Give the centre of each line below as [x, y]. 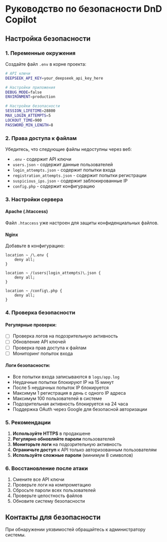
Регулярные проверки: [31, 325]
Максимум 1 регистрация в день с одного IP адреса [69, 393]
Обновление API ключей [39, 342]
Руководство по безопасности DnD [84, 9]
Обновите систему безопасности [49, 501]
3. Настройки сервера [34, 199]
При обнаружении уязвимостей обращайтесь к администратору [75, 530]
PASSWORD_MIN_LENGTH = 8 [29, 125]
